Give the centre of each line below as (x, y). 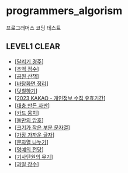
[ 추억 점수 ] (27, 69)
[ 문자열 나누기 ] (31, 142)
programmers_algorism (64, 11)
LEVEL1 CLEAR (33, 47)
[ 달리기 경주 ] (29, 61)
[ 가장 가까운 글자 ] (34, 135)
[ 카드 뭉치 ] (27, 113)
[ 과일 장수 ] (27, 164)
